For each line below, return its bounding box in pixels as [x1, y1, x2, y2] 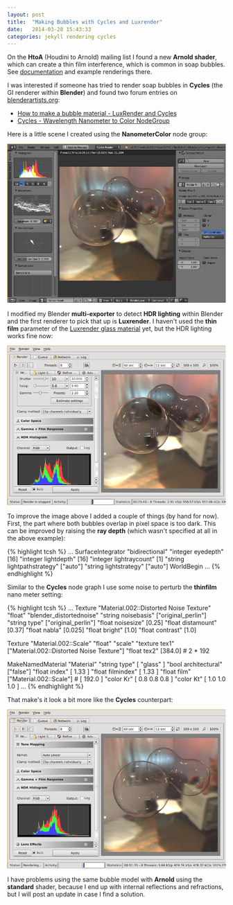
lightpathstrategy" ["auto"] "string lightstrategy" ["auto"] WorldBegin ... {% [7, 562, 221, 570]
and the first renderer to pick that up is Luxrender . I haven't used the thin [7, 317, 217, 326]
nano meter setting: [7, 590, 63, 599]
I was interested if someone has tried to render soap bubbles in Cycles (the [7, 81, 223, 89]
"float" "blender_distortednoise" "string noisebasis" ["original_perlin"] [7, 610, 207, 620]
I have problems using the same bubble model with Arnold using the [7, 875, 203, 884]
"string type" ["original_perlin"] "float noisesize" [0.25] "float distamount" [7, 618, 217, 626]
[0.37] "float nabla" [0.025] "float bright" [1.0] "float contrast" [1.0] [7, 626, 197, 634]
